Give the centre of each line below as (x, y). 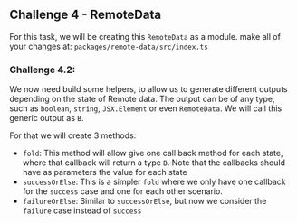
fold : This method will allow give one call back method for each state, (153, 153)
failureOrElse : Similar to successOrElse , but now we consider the (144, 201)
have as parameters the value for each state (105, 172)
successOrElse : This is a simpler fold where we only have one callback (154, 182)
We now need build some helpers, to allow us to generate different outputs (148, 89)
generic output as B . (47, 118)
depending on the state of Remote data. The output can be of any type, (142, 99)
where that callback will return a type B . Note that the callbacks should (154, 163)
